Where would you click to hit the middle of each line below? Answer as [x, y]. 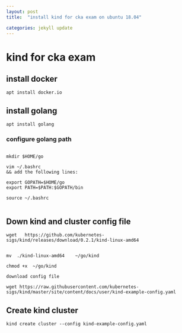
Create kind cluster [42, 310]
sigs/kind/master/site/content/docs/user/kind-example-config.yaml [91, 292]
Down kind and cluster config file [68, 221]
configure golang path [39, 139]
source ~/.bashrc [28, 198]
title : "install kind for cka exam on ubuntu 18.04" [74, 17]
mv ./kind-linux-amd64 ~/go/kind [53, 256]
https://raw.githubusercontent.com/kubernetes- [79, 287]
